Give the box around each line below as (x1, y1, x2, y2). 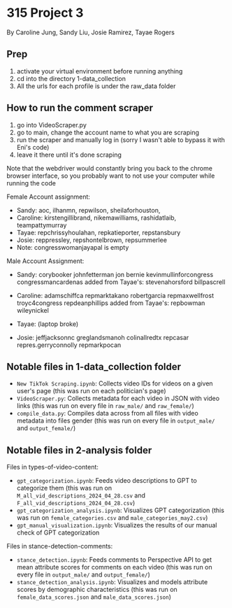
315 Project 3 (6, 5, 84, 21)
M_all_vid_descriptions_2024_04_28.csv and (16, 491, 146, 500)
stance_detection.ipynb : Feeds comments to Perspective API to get (16, 556, 212, 564)
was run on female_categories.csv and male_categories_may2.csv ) (16, 514, 208, 522)
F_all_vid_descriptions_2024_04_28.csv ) (16, 499, 136, 507)
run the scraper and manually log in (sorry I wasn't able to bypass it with (16, 135, 225, 144)
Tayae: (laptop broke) (16, 320, 79, 328)
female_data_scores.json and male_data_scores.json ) (16, 593, 172, 601)
